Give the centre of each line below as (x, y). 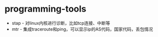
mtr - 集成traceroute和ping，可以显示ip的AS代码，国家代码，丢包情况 (82, 29)
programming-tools (46, 9)
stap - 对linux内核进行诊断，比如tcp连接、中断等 (61, 23)
